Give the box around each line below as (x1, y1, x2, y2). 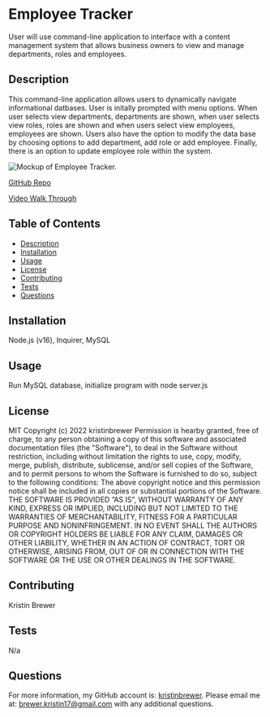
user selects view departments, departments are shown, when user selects (8, 111, 259, 121)
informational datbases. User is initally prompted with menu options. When (8, 102, 258, 112)
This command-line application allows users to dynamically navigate (8, 94, 237, 104)
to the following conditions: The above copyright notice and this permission (8, 477, 261, 487)
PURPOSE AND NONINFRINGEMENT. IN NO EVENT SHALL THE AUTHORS (8, 521, 258, 530)
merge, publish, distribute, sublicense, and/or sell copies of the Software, (8, 460, 254, 470)
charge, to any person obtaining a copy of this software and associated (8, 434, 246, 444)
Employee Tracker (8, 5, 134, 24)
